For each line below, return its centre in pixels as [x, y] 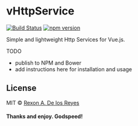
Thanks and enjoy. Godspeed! [45, 116]
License [21, 88]
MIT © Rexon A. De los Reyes [43, 102]
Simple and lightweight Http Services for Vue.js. [66, 39]
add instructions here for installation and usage [74, 69]
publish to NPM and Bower [48, 63]
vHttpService [40, 11]
